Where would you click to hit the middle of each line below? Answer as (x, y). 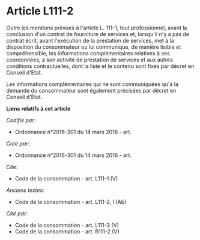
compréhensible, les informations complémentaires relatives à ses (88, 53)
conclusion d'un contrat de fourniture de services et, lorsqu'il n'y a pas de (98, 34)
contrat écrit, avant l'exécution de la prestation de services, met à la (90, 40)
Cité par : (17, 213)
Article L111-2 (40, 11)
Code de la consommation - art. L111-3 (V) (67, 225)
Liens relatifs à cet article (38, 108)
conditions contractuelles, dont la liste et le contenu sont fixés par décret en (100, 66)
